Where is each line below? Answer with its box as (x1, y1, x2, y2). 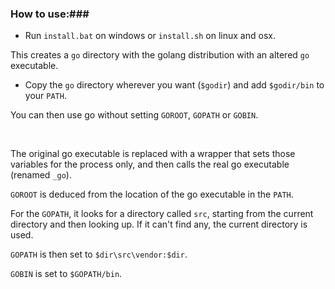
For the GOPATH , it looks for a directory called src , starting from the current (10, 208, 314, 220)
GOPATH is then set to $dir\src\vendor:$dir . (10, 248, 188, 261)
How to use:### (10, 7, 90, 21)
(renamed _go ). (10, 169, 72, 181)
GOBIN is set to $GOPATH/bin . (10, 268, 123, 280)
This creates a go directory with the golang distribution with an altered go (10, 49, 310, 61)
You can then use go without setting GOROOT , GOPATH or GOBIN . (10, 109, 259, 121)
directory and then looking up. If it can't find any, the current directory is (10, 218, 308, 231)
